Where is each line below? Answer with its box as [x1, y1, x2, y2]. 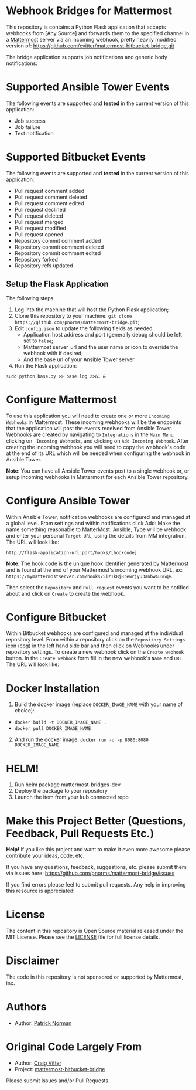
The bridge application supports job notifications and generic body [6, 53, 168, 60]
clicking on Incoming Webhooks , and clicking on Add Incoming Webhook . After [6, 437, 189, 444]
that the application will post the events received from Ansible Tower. [6, 425, 173, 432]
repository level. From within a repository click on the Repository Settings [6, 636, 185, 643]
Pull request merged [14, 218, 64, 225]
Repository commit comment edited [14, 249, 101, 256]
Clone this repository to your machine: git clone [14, 312, 132, 319]
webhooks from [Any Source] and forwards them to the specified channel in [6, 29, 190, 36]
